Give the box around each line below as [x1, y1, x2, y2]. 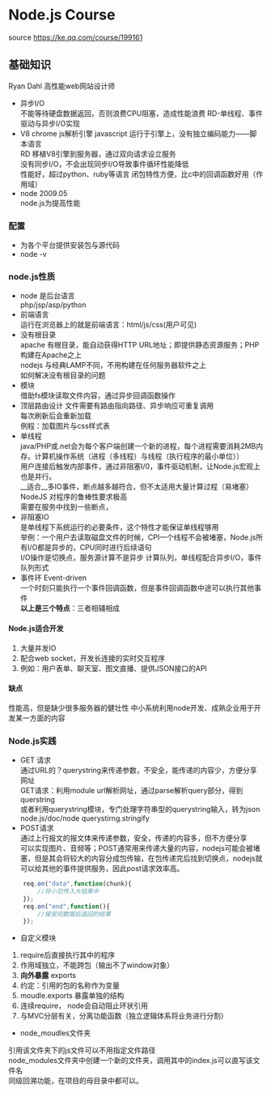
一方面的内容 [22, 713, 66, 723]
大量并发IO [19, 643, 57, 653]
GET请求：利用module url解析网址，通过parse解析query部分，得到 [19, 786, 243, 796]
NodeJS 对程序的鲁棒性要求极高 [19, 492, 128, 502]
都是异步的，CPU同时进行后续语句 [37, 543, 152, 553]
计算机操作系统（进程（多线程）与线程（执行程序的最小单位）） [34, 451, 244, 461]
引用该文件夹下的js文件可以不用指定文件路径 [8, 1045, 156, 1055]
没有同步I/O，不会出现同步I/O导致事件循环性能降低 [19, 159, 189, 169]
